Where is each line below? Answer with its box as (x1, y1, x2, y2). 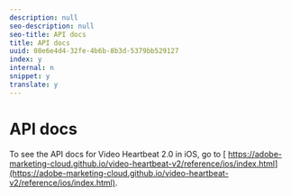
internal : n (9, 64, 54, 73)
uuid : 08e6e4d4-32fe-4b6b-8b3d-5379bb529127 (9, 47, 179, 56)
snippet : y (9, 72, 50, 81)
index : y (9, 55, 42, 64)
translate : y (9, 80, 59, 89)
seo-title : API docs (9, 30, 87, 39)
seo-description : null (9, 22, 95, 31)
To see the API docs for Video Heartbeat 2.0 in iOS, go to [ (9, 148, 227, 159)
